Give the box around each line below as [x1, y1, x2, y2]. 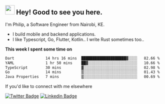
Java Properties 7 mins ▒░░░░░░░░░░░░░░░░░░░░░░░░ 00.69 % [5, 74, 160, 79]
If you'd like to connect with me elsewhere [5, 83, 92, 89]
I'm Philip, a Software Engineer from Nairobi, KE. [5, 21, 105, 27]
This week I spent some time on [5, 46, 72, 52]
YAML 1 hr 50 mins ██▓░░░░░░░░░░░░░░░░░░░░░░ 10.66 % [5, 60, 160, 65]
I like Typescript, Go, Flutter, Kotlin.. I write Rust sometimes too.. [12, 36, 144, 42]
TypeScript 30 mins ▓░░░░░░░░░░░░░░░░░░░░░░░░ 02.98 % [5, 65, 160, 70]
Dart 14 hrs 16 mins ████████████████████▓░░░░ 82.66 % [5, 55, 160, 60]
